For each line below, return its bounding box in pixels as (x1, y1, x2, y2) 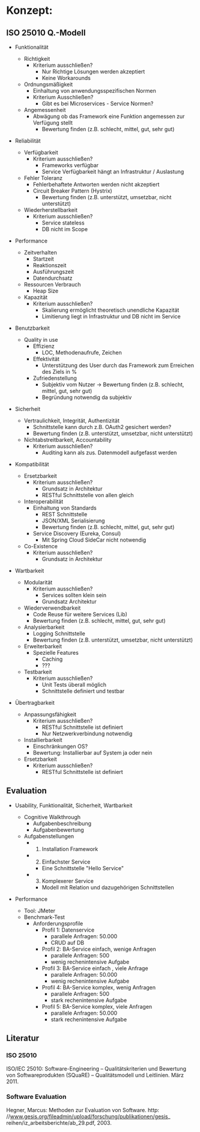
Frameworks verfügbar (41, 162, 99, 169)
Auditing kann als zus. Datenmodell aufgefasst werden (41, 449, 177, 456)
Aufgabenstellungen (23, 832, 74, 840)
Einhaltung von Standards (32, 504, 97, 512)
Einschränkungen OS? (32, 743, 88, 750)
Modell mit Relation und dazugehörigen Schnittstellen (41, 883, 174, 891)
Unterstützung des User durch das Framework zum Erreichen (41, 362, 194, 369)
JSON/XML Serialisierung (41, 517, 105, 524)
